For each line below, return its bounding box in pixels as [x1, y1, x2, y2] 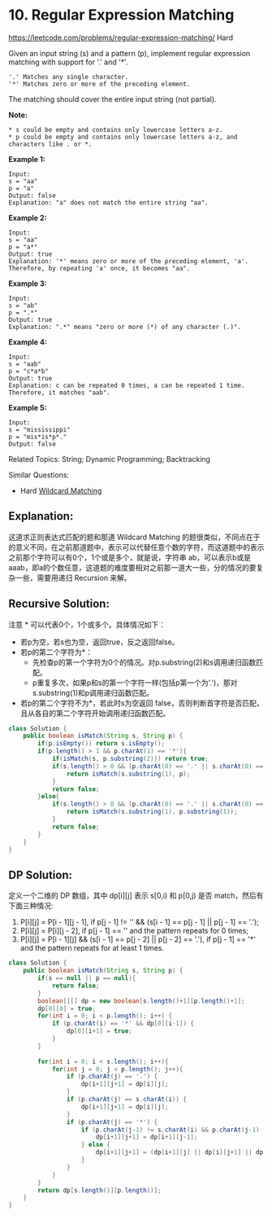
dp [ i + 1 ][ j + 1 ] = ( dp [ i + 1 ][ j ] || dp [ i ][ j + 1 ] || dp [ [95, 1149, 267, 1157]
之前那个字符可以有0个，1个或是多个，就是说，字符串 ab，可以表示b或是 [8, 552, 252, 562]
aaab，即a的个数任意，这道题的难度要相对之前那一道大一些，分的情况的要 [8, 562, 257, 572]
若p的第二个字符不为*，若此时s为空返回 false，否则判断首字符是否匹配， [19, 698, 264, 708]
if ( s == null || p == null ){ [37, 974, 136, 982]
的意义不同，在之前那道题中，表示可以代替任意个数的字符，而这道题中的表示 [8, 542, 265, 551]
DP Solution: [8, 868, 73, 881]
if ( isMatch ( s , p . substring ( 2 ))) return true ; [51, 755, 209, 763]
